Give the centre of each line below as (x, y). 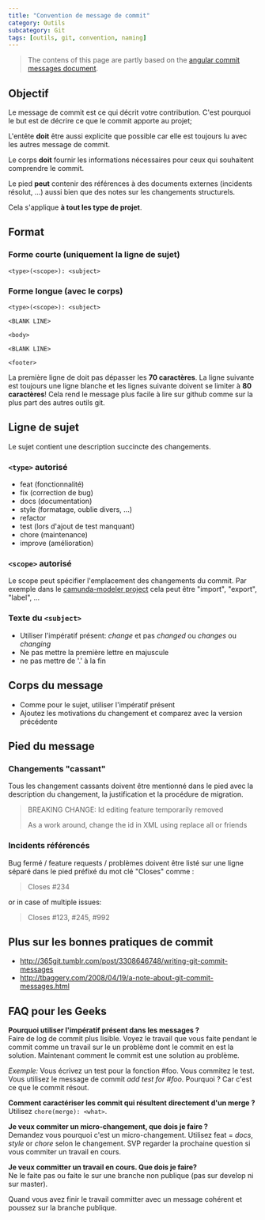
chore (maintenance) (54, 535)
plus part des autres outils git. (57, 403)
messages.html (44, 987)
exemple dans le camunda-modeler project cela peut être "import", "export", (132, 589)
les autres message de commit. (59, 145)
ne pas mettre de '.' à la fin (63, 661)
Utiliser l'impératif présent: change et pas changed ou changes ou (128, 635)
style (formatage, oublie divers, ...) (76, 510)
